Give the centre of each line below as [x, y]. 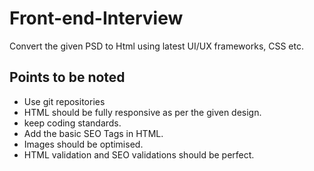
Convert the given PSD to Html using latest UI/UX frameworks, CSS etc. [157, 46]
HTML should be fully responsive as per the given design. [142, 112]
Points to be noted [67, 77]
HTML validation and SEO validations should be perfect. [139, 154]
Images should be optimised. [83, 144]
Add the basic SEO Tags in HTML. [93, 133]
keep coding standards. [72, 123]
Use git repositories [64, 101]
